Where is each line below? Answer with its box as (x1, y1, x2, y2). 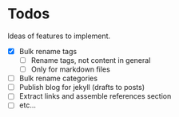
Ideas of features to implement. (7, 31, 111, 41)
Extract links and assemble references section (18, 92, 172, 101)
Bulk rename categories (18, 73, 97, 84)
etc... (18, 100, 37, 110)
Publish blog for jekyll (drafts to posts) (18, 83, 145, 92)
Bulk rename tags (18, 46, 78, 56)
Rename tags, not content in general (30, 56, 151, 64)
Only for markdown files (30, 64, 111, 74)
